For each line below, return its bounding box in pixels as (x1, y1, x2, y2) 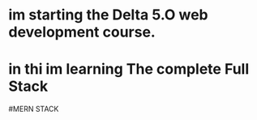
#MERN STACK (8, 104, 59, 114)
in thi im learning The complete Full (8, 60, 250, 79)
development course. (8, 23, 156, 41)
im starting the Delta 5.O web (8, 6, 208, 24)
